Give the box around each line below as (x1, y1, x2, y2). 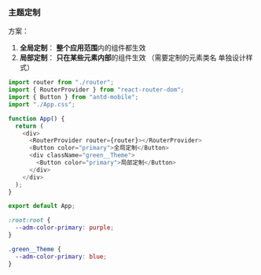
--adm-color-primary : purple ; (15, 224, 114, 232)
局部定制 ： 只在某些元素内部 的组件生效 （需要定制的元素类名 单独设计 (19, 53, 246, 62)
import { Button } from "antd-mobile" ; (8, 93, 139, 102)
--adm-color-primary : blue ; (15, 252, 108, 261)
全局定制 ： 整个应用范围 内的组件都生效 (19, 43, 146, 53)
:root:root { (8, 217, 51, 225)
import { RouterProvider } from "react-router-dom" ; (8, 86, 185, 94)
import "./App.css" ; (8, 100, 76, 108)
